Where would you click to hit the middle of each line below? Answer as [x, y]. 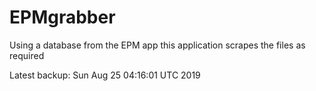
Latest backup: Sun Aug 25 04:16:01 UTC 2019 [105, 75]
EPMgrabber [62, 17]
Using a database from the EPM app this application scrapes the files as [157, 45]
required [27, 55]
